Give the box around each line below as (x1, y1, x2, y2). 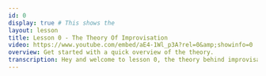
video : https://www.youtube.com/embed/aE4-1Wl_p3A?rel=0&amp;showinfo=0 (8, 41, 253, 49)
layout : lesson (8, 26, 59, 34)
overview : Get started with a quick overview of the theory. (8, 48, 215, 56)
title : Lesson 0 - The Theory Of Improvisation (8, 33, 169, 42)
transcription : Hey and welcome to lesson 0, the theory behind (8, 56, 225, 64)
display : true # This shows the (8, 19, 115, 27)
